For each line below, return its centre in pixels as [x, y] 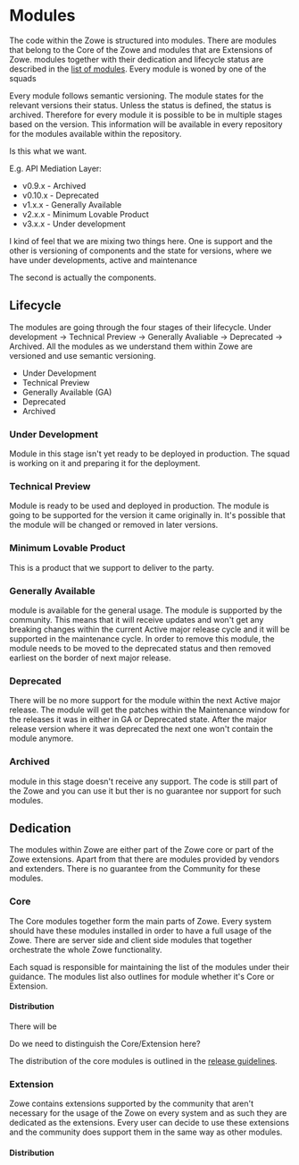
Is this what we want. [48, 151]
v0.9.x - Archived [54, 185]
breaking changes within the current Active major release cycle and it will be [149, 629]
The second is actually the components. [83, 277]
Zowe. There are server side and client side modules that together [131, 940]
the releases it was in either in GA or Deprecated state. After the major [138, 719]
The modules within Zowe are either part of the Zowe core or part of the [141, 850]
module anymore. [42, 738]
